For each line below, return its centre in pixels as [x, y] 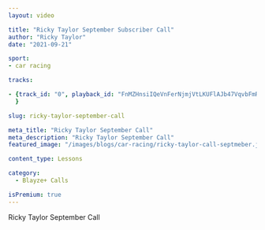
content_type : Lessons [45, 159]
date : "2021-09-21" [40, 44]
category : [24, 173]
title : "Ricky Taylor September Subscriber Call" [91, 30]
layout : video [32, 15]
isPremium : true [35, 195]
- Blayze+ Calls [42, 180]
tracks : [21, 80]
